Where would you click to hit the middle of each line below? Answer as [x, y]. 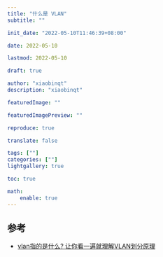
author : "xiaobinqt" [37, 84]
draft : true [24, 71]
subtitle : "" [26, 20]
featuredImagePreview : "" [45, 115]
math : [15, 191]
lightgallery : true [36, 166]
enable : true [39, 198]
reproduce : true [31, 128]
